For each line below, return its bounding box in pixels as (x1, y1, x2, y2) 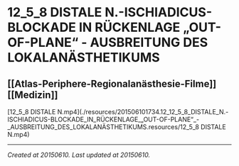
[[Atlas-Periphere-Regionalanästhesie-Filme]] (7, 77, 217, 89)
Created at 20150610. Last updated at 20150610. (7, 150, 151, 159)
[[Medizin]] (7, 89, 58, 101)
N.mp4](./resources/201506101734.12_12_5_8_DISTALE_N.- (57, 108, 229, 116)
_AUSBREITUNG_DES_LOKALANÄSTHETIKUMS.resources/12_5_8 (7, 123, 199, 131)
